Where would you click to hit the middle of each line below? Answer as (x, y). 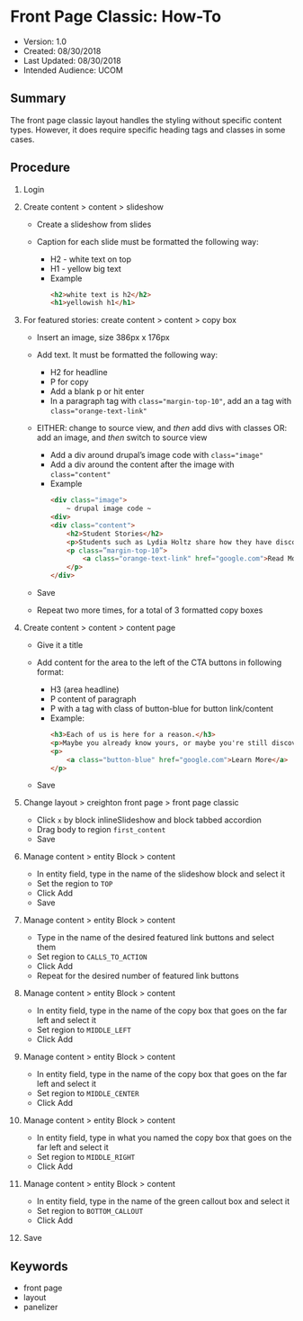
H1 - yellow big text (86, 268)
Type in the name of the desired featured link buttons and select (156, 938)
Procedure (40, 168)
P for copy (69, 382)
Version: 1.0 (45, 41)
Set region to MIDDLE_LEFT (84, 1030)
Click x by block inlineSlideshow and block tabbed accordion (149, 820)
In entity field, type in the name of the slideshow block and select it (161, 874)
